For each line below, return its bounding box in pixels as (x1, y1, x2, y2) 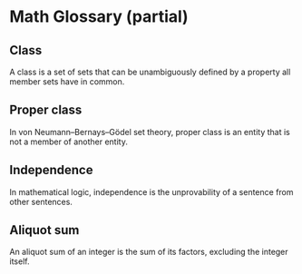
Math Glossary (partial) (9, 6, 189, 27)
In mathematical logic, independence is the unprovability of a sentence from (9, 186, 294, 197)
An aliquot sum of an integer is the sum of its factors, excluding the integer (9, 247, 288, 258)
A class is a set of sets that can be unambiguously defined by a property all (9, 66, 291, 77)
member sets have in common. (9, 76, 125, 87)
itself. (9, 256, 30, 267)
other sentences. (9, 196, 73, 207)
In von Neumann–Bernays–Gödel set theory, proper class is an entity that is (9, 126, 290, 137)
